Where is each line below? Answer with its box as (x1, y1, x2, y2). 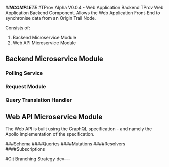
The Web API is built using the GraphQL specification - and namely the (5, 126, 152, 132)
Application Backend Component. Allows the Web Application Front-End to (5, 10, 160, 16)
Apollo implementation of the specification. (5, 131, 95, 137)
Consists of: (5, 25, 30, 31)
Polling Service (5, 70, 43, 77)
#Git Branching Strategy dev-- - (5, 156, 71, 162)
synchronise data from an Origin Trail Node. (5, 15, 96, 21)
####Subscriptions (5, 146, 45, 152)
